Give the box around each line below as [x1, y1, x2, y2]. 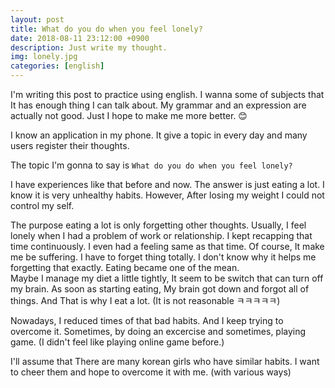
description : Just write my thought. [10, 42, 168, 53]
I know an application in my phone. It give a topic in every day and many [10, 129, 308, 141]
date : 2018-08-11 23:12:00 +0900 [10, 33, 150, 43]
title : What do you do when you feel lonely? [10, 24, 203, 34]
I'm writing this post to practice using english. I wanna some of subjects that [10, 89, 325, 100]
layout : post [10, 14, 65, 25]
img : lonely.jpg [10, 52, 78, 62]
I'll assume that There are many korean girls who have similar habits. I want [10, 356, 320, 367]
